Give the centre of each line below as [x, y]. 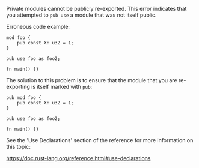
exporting [18, 87]
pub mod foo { [24, 98]
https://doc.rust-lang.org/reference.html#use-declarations [79, 158]
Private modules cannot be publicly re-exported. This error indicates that [96, 9]
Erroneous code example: [38, 27]
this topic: [19, 147]
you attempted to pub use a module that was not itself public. [82, 15]
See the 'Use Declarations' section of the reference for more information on [100, 140]
